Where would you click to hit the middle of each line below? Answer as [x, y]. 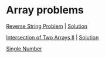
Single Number [24, 48]
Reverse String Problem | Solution [47, 26]
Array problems [45, 10]
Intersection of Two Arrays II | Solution [52, 37]
